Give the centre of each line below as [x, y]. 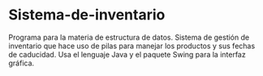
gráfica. [22, 63]
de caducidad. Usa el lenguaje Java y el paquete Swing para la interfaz [127, 54]
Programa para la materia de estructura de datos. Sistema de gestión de [129, 37]
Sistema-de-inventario [87, 15]
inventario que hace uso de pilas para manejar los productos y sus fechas [132, 45]
